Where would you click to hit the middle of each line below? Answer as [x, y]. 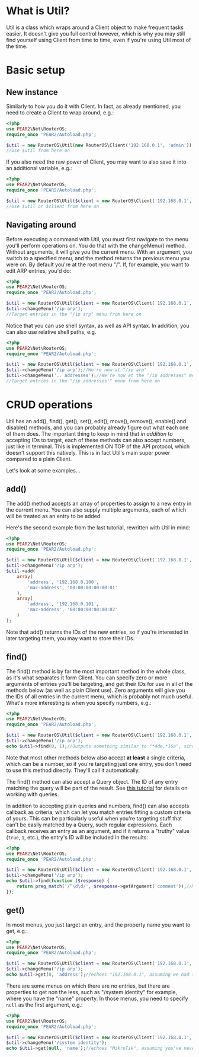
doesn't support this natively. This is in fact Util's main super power [88, 452]
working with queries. [33, 794]
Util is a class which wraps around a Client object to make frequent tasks [95, 27]
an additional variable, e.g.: [39, 168]
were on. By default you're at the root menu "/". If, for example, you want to [98, 264]
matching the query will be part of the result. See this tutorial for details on [97, 788]
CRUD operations [49, 405]
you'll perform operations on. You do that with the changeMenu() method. [96, 245]
